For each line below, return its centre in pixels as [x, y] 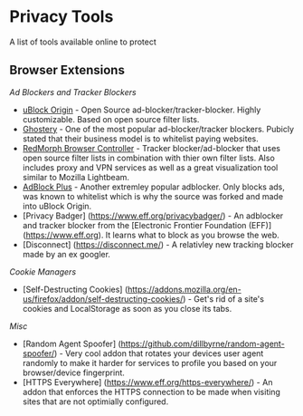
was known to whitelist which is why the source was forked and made [152, 196]
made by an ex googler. [66, 254]
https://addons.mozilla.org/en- [185, 289]
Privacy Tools [62, 17]
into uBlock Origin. [57, 206]
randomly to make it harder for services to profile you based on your [150, 363]
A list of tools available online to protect [83, 42]
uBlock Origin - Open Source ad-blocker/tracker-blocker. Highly [142, 110]
